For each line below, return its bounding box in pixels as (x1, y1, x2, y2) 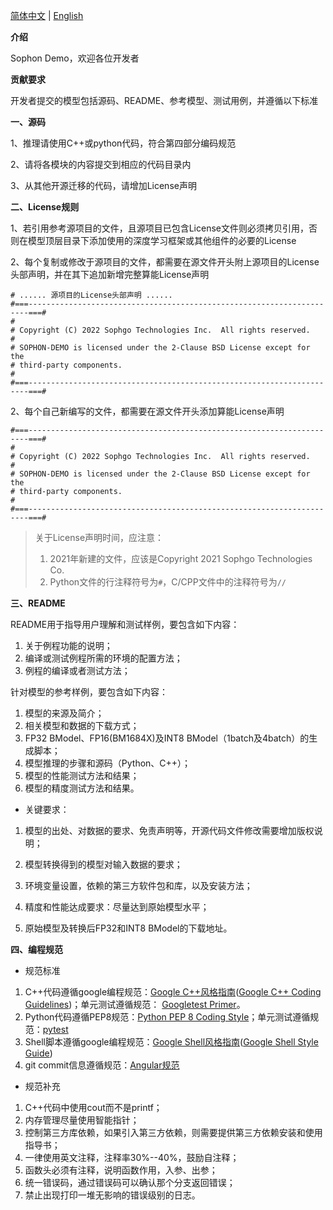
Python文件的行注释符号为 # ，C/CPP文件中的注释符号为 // (49, 576, 287, 588)
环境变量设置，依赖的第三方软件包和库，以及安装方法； (24, 880, 253, 891)
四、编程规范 (10, 944, 63, 955)
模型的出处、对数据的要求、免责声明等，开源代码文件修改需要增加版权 (24, 825, 315, 836)
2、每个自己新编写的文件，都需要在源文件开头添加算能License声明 (10, 405, 285, 417)
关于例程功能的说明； (24, 640, 113, 651)
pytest (42, 1024, 69, 1035)
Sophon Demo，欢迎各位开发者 (10, 52, 140, 64)
